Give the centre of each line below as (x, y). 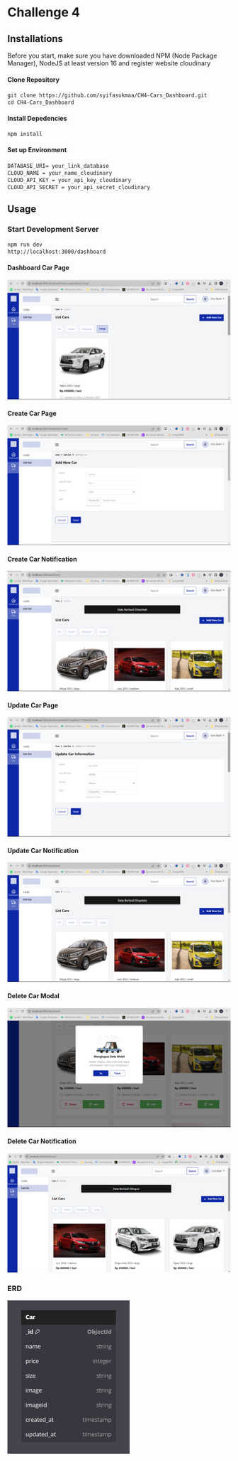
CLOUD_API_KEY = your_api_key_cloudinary (69, 180)
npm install (25, 134)
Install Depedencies (37, 118)
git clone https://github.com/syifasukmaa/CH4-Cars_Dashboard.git (107, 96)
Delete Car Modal (34, 996)
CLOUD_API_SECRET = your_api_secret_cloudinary (79, 187)
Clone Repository (34, 80)
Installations (35, 39)
